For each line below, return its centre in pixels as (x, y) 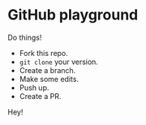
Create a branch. (47, 70)
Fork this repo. (43, 53)
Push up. (34, 88)
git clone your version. (59, 62)
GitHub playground (73, 15)
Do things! (25, 37)
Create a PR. (40, 96)
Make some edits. (49, 79)
